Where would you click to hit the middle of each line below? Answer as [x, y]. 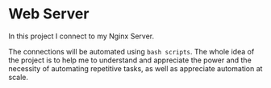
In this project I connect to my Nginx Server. [81, 36]
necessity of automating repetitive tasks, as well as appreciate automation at [135, 68]
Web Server [49, 14]
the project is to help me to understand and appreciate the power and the [130, 60]
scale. [18, 77]
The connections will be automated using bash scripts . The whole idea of [131, 51]
